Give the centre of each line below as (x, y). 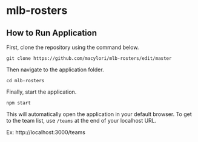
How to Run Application (51, 33)
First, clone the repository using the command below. (73, 47)
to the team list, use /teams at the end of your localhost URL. (81, 121)
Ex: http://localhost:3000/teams (46, 132)
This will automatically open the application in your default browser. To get (99, 114)
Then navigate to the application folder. (55, 69)
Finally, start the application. (41, 92)
